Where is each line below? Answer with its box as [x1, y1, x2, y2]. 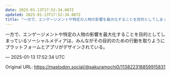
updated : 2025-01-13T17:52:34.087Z [5, 12, 81, 17]
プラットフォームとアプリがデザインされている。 [5, 44, 108, 50]
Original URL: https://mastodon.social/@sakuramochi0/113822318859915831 [5, 64, 166, 70]
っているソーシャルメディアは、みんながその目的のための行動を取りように [9, 37, 165, 44]
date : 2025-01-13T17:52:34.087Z [5, 7, 74, 13]
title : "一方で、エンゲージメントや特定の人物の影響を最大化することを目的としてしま [5, 17, 163, 22]
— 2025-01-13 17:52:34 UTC [5, 54, 65, 60]
